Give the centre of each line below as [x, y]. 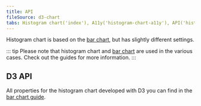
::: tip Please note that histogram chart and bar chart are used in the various [99, 51]
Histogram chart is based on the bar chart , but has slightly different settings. [100, 40]
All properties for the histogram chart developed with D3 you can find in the [99, 91]
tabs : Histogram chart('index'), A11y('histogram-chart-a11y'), [88, 23]
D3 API [19, 76]
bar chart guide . [26, 97]
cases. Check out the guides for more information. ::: [71, 58]
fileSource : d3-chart [33, 17]
